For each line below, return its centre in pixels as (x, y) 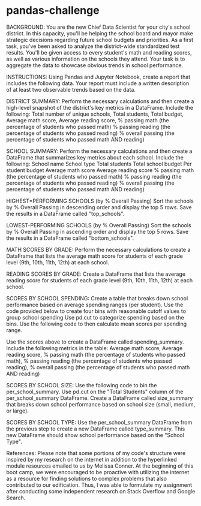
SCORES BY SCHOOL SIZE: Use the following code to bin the (82, 385)
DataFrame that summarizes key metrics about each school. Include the (95, 157)
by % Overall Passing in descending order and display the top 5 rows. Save (99, 207)
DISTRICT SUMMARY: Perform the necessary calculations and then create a (100, 101)
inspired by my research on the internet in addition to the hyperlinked (91, 459)
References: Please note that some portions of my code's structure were (96, 453)
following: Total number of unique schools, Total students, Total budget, (95, 114)
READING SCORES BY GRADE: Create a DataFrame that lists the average (96, 274)
